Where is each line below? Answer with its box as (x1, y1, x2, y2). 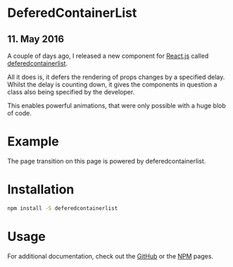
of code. (7, 109, 32, 117)
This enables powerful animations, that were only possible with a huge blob (7, 101, 227, 110)
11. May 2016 (7, 33, 65, 45)
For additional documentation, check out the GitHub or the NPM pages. (7, 252, 213, 260)
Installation (7, 182, 75, 198)
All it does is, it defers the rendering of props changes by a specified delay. (7, 73, 225, 81)
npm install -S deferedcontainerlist (7, 204, 118, 212)
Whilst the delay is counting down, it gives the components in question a (7, 80, 218, 89)
